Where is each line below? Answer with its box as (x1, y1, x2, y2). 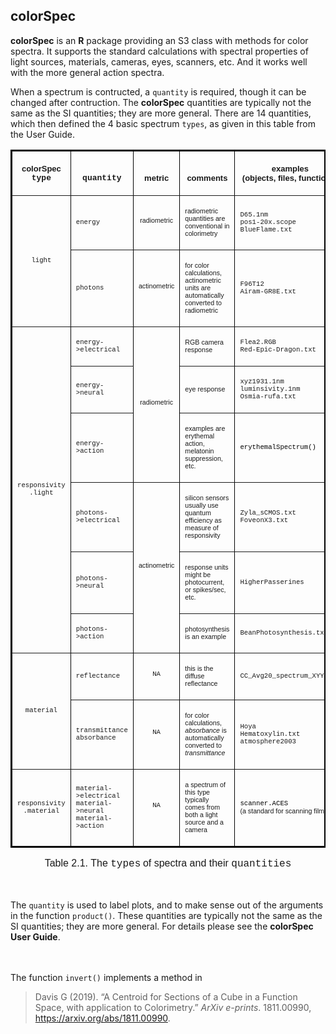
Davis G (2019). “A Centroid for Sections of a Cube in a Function (34, 990, 298, 1003)
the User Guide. (10, 128, 76, 140)
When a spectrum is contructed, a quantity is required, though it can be (10, 85, 307, 98)
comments (186, 172, 228, 183)
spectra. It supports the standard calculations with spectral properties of (10, 45, 309, 57)
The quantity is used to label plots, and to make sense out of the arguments (10, 899, 324, 911)
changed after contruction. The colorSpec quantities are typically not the (10, 96, 312, 108)
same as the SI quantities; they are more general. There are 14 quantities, (10, 107, 312, 119)
